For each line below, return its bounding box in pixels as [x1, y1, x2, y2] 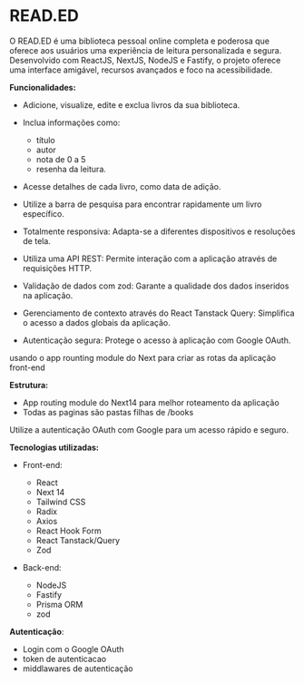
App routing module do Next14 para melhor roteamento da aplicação [22, 396, 279, 408]
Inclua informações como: [22, 117, 121, 128]
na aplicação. [22, 289, 74, 300]
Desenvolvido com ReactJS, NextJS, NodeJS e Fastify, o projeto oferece [9, 54, 281, 65]
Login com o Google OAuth [22, 643, 124, 654]
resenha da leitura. [35, 163, 107, 174]
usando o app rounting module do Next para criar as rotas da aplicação [9, 352, 277, 363]
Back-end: [22, 561, 62, 572]
